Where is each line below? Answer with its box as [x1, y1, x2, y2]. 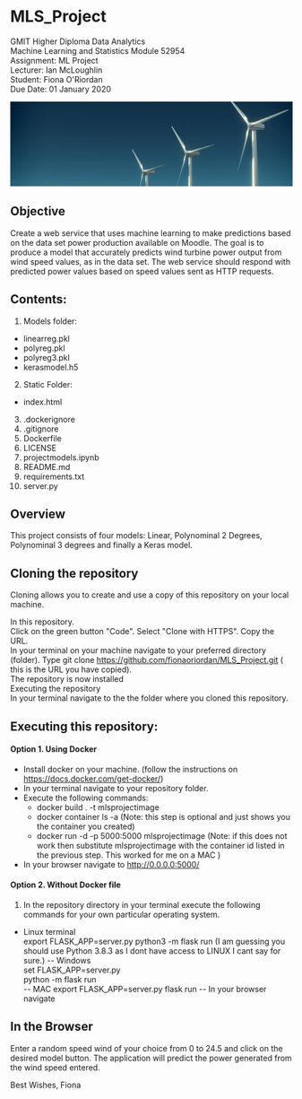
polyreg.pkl [22, 343, 65, 353]
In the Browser [10, 1019, 93, 1034]
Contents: [10, 292, 67, 307]
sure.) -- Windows [22, 955, 91, 966]
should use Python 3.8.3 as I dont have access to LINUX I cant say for [22, 946, 281, 956]
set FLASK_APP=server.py [22, 964, 121, 975]
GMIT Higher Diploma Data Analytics [10, 36, 146, 47]
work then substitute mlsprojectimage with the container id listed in [36, 840, 285, 850]
